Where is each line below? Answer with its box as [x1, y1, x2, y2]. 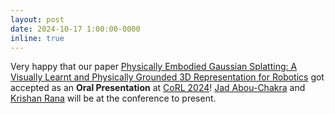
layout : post [10, 14, 65, 25]
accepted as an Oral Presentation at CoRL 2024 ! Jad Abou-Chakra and [10, 82, 306, 94]
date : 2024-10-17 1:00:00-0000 [10, 24, 141, 34]
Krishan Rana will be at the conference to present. [10, 92, 217, 105]
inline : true [10, 33, 65, 43]
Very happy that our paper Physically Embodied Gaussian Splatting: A [10, 61, 298, 73]
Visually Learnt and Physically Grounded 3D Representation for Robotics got [10, 71, 325, 83]
